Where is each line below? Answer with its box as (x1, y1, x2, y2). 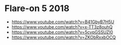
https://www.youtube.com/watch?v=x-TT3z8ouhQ (11, 24, 113, 30)
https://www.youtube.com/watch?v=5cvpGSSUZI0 (11, 29, 113, 35)
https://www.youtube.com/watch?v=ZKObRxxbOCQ (11, 34, 116, 40)
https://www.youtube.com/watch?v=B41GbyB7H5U (11, 19, 115, 25)
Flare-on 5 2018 (4, 3, 69, 14)
